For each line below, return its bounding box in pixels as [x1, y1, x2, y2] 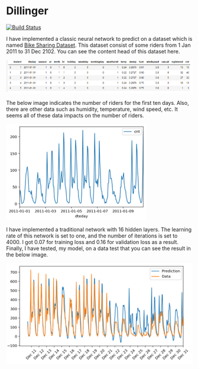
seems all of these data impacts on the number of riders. [6, 111, 144, 119]
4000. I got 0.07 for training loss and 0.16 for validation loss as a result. [6, 238, 179, 245]
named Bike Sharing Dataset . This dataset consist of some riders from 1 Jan [6, 41, 191, 49]
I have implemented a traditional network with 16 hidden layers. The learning [6, 226, 192, 233]
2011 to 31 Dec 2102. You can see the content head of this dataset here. [6, 47, 180, 54]
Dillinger [6, 4, 48, 18]
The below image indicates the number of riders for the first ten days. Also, [6, 99, 189, 106]
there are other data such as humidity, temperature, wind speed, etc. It [6, 105, 178, 113]
